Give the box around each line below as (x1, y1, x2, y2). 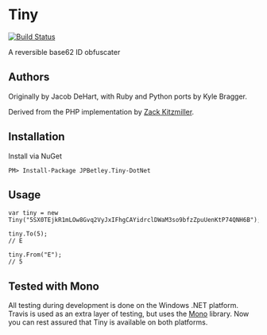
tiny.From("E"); (8, 251, 62, 259)
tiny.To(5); (8, 230, 48, 238)
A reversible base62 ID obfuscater (8, 47, 121, 56)
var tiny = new (8, 209, 59, 217)
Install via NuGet (8, 151, 62, 161)
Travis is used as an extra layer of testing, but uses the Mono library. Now (8, 309, 250, 319)
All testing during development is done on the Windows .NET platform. (8, 301, 238, 310)
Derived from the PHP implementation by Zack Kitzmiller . (8, 107, 195, 116)
